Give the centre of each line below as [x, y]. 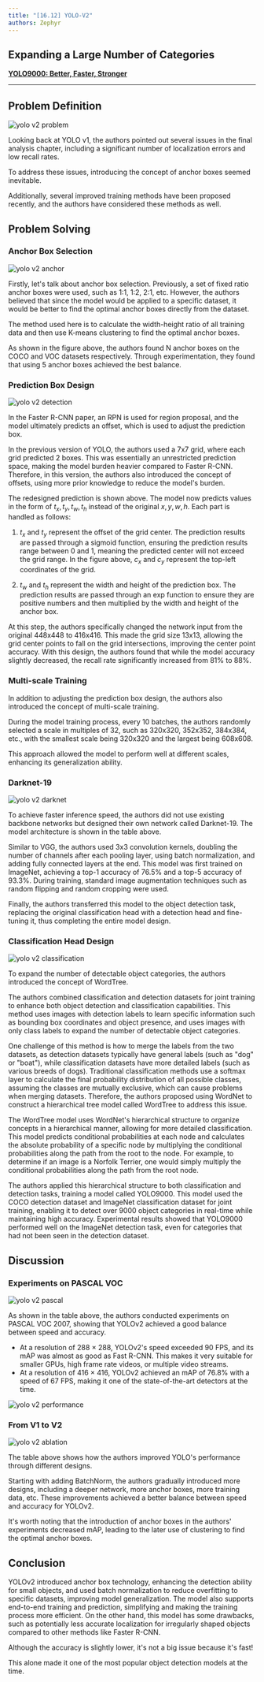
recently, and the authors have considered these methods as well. [115, 204]
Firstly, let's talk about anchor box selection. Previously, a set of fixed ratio [128, 284]
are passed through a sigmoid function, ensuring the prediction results [134, 542]
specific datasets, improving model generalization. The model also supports [131, 1598]
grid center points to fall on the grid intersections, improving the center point [132, 644]
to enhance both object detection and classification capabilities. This [119, 1006]
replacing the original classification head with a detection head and [117, 912]
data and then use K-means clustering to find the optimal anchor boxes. [124, 333]
